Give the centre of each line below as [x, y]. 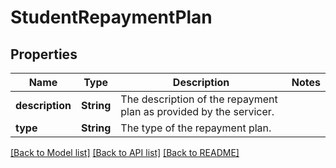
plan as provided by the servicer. [197, 111]
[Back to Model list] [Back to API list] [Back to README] [125, 152]
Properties [44, 54]
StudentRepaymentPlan [111, 17]
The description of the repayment [199, 99]
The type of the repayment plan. [196, 128]
